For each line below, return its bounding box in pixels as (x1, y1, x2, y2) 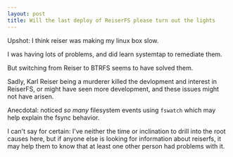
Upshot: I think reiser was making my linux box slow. (7, 36, 159, 44)
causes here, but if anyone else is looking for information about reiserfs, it (7, 134, 222, 143)
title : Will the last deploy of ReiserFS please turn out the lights (7, 17, 216, 24)
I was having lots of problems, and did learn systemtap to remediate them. (7, 50, 223, 58)
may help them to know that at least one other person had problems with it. (7, 142, 225, 150)
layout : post (7, 10, 46, 18)
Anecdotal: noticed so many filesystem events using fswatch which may (7, 106, 216, 114)
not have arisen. (7, 92, 54, 101)
